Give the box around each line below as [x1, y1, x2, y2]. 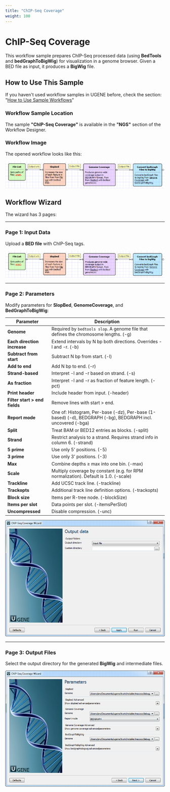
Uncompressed [7, 509, 40, 515]
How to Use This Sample [5, 78, 84, 87]
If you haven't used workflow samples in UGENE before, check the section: [5, 92, 162, 98]
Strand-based [7, 370, 38, 376]
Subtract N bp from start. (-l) [51, 353, 112, 359]
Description [94, 318, 120, 325]
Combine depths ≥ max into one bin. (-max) [51, 460, 143, 466]
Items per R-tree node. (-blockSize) [51, 494, 127, 500]
